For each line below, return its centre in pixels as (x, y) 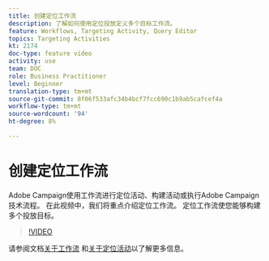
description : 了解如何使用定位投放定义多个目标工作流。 (92, 24)
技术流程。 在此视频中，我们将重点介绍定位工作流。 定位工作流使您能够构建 (134, 205)
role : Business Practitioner (58, 76)
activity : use (32, 62)
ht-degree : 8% (32, 122)
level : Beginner (36, 83)
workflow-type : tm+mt (45, 106)
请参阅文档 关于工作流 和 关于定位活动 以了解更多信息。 (98, 248)
